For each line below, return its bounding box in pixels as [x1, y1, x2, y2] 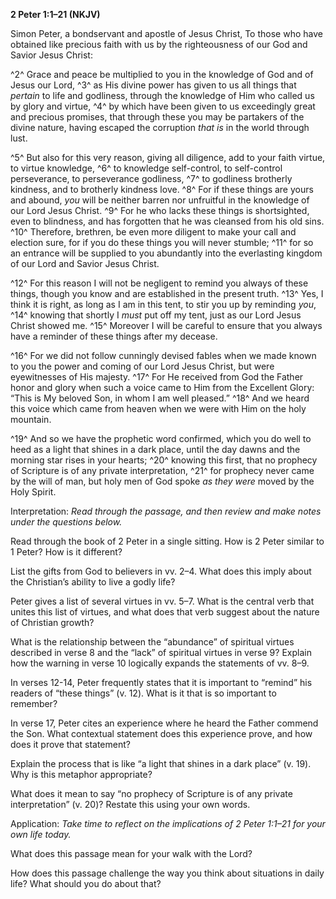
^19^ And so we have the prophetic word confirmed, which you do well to [10, 433, 312, 444]
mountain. [10, 414, 52, 425]
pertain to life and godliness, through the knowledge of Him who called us [10, 90, 315, 101]
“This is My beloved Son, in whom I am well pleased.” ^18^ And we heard [10, 392, 310, 404]
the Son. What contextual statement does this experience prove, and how [10, 728, 313, 739]
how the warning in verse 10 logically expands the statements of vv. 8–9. [10, 657, 310, 669]
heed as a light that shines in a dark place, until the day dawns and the [10, 444, 301, 455]
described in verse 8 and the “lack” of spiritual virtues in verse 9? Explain [10, 647, 312, 658]
